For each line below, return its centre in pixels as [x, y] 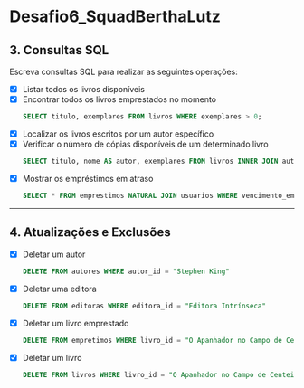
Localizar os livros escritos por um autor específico [118, 134]
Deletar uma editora [59, 289]
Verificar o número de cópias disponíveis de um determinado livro [145, 144]
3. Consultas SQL [59, 50]
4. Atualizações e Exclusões [90, 232]
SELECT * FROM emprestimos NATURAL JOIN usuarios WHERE [130, 196]
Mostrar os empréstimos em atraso [88, 179]
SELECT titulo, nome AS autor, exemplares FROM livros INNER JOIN [150, 161]
